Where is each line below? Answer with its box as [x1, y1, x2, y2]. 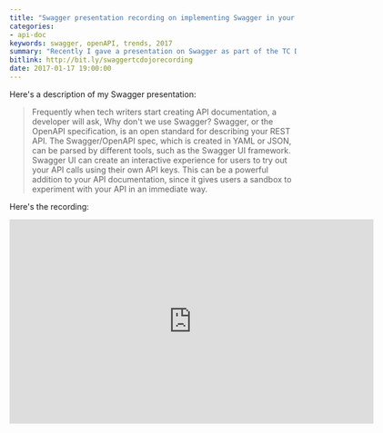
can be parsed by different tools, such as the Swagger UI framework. [31, 144, 291, 155]
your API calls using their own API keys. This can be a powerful [31, 164, 268, 175]
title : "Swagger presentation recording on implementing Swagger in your [9, 13, 296, 23]
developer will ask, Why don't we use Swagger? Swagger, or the [31, 115, 274, 127]
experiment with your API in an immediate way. [31, 183, 207, 194]
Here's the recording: [9, 201, 89, 212]
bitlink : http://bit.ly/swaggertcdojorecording [9, 55, 194, 64]
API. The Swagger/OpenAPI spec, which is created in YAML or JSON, [31, 135, 292, 146]
